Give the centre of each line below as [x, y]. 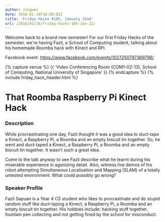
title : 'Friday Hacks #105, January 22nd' [49, 19]
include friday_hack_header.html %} [42, 77]
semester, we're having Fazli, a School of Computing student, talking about [81, 43]
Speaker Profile [24, 188]
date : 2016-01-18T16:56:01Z [34, 14]
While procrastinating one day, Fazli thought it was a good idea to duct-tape [82, 134]
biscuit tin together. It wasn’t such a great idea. [53, 150]
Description [19, 123]
